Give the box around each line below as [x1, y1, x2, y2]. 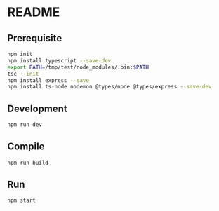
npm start [7, 197, 36, 204]
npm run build [7, 159, 49, 166]
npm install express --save [7, 76, 90, 84]
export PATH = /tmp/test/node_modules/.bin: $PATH [7, 64, 150, 71]
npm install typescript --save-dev [7, 57, 112, 64]
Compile [7, 141, 45, 153]
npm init [7, 50, 33, 57]
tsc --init [7, 70, 39, 77]
